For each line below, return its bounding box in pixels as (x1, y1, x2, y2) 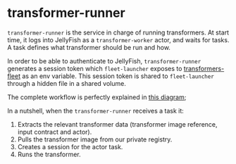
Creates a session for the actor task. (17, 142, 123, 151)
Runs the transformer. (17, 150, 81, 158)
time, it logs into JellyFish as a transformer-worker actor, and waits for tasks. (7, 35, 230, 44)
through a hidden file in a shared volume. (7, 79, 127, 87)
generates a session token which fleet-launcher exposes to (7, 64, 182, 72)
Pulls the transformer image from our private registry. (17, 135, 173, 144)
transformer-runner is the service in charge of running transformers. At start (7, 28, 230, 37)
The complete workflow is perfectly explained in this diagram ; (7, 93, 187, 101)
